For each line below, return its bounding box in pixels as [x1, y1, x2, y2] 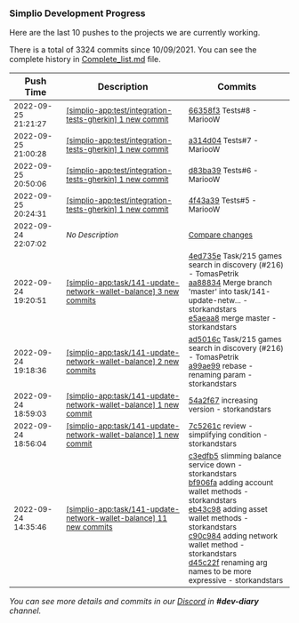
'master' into [188, 287, 233, 297]
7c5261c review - [188, 421, 254, 431]
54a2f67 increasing [188, 395, 258, 406]
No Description [66, 230, 118, 240]
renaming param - [188, 370, 253, 380]
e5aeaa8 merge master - [188, 314, 278, 323]
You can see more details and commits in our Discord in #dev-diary [9, 596, 260, 607]
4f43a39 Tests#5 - [188, 196, 257, 206]
